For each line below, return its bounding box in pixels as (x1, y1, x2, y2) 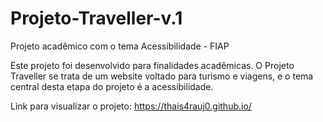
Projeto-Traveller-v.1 (10, 7, 183, 30)
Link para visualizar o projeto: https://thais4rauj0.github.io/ (10, 100, 252, 112)
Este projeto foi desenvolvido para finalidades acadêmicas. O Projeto (10, 59, 295, 71)
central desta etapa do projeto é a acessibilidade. (10, 80, 214, 92)
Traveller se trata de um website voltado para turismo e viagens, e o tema (10, 70, 314, 82)
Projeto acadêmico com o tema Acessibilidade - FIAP (10, 40, 230, 52)
